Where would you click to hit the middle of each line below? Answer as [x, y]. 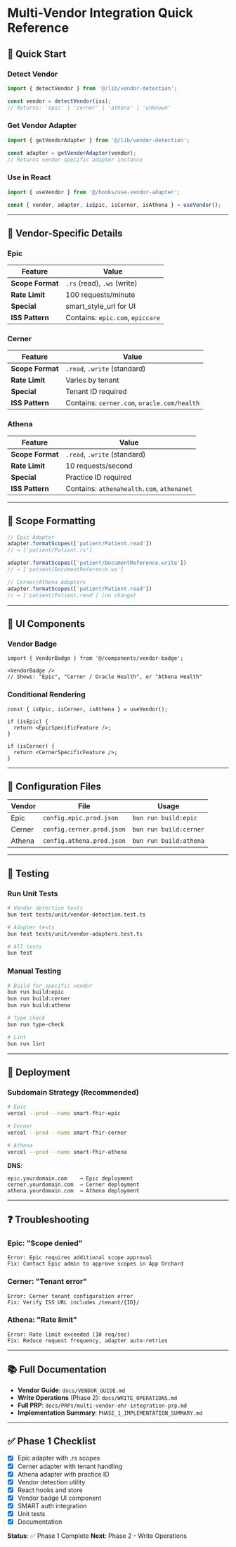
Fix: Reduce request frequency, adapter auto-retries [88, 1341]
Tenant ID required [96, 392]
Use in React [29, 177]
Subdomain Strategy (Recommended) [73, 1092]
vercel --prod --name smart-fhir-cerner [67, 1133]
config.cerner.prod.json [84, 829]
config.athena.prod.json [84, 841]
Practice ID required [99, 477]
